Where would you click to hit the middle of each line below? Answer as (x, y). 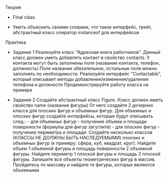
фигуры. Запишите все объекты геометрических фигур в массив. (84, 159)
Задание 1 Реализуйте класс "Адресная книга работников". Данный (87, 52)
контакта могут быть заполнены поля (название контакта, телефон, (86, 63)
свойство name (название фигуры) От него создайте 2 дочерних (83, 105)
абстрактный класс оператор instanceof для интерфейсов (76, 32)
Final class (24, 17)
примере (22, 90)
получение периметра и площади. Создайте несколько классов (82, 132)
